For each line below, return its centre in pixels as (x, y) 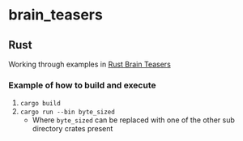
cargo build (40, 104)
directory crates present (72, 129)
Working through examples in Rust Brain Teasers (90, 64)
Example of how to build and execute (82, 85)
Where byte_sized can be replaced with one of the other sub (133, 120)
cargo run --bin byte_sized (67, 112)
